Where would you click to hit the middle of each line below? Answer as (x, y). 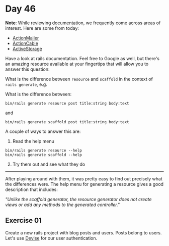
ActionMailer (26, 38)
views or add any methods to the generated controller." (62, 205)
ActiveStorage (27, 48)
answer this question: (27, 69)
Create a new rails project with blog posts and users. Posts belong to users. (83, 232)
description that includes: (31, 189)
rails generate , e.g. (26, 84)
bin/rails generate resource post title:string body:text (67, 103)
